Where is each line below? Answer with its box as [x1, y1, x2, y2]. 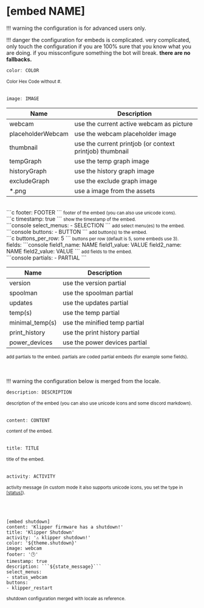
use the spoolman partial [63, 288, 134, 297]
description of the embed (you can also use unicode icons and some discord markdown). [6, 400, 192, 406]
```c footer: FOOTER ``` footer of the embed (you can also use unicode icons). [6, 208, 177, 216]
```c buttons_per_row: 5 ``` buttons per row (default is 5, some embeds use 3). [6, 235, 179, 242]
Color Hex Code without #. [6, 78, 62, 85]
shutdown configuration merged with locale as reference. [6, 596, 126, 602]
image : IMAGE [6, 96, 39, 102]
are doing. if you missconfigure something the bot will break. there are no [6, 49, 191, 56]
